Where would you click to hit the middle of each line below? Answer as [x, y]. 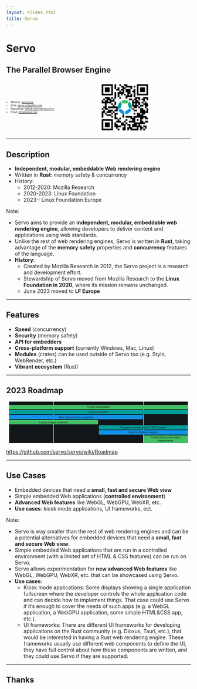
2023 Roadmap [35, 391]
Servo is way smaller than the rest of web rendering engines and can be [101, 531]
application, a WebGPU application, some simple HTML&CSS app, [103, 612]
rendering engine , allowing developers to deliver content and [89, 229]
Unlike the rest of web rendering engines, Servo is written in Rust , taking [102, 241]
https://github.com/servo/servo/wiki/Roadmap [62, 451]
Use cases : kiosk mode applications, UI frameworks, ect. [84, 508]
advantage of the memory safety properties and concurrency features [101, 248]
